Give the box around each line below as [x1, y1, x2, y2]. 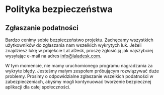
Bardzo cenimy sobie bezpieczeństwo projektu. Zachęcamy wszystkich [5, 37, 153, 43]
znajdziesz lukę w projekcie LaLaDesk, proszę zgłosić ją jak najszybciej [5, 48, 153, 53]
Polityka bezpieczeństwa [5, 4, 113, 15]
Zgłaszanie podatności [5, 24, 79, 32]
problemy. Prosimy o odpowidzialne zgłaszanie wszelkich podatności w [5, 73, 153, 79]
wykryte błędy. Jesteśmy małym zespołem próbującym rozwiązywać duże [5, 68, 159, 74]
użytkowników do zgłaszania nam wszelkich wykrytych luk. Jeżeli [5, 42, 142, 48]
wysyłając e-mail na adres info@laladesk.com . [5, 53, 102, 59]
